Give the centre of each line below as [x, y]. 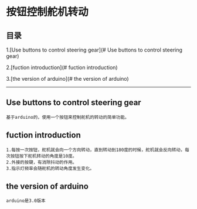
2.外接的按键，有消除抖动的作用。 [42, 162]
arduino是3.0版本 [26, 201]
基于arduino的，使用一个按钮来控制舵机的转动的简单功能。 [68, 117]
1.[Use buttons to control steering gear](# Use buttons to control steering [94, 50]
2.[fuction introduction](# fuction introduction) [62, 67]
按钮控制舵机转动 [47, 12]
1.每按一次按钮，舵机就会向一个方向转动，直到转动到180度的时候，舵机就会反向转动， [96, 150]
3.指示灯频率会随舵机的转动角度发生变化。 [50, 168]
